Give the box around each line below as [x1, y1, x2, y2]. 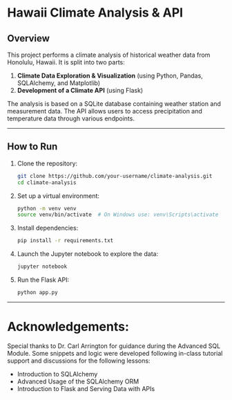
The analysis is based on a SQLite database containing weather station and [7, 100, 221, 108]
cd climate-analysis [17, 179, 77, 186]
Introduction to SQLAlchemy [17, 370, 98, 378]
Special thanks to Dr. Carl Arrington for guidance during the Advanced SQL [7, 341, 221, 350]
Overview [7, 33, 50, 44]
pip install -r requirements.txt [17, 237, 114, 244]
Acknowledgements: [7, 319, 130, 335]
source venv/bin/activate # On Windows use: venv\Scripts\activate [17, 211, 219, 219]
